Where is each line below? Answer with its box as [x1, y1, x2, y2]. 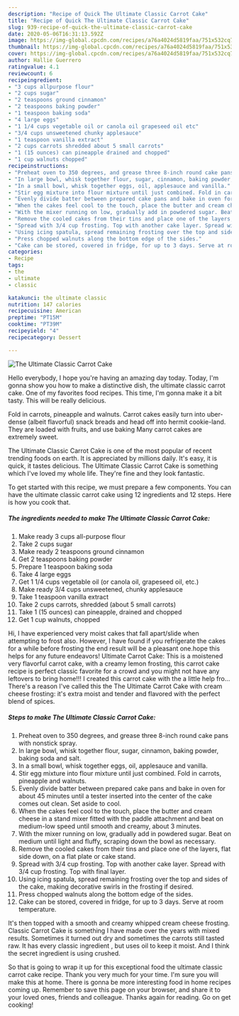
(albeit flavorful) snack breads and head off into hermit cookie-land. [28, 417, 226, 426]
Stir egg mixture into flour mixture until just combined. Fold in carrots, [18, 769, 222, 777]
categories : [8, 248, 43, 256]
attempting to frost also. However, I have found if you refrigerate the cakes [8, 636, 226, 645]
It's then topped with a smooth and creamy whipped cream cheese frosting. [8, 919, 230, 927]
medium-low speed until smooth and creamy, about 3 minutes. [18, 822, 201, 830]
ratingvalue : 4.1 [8, 63, 60, 70]
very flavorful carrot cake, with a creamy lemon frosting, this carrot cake [8, 659, 220, 668]
